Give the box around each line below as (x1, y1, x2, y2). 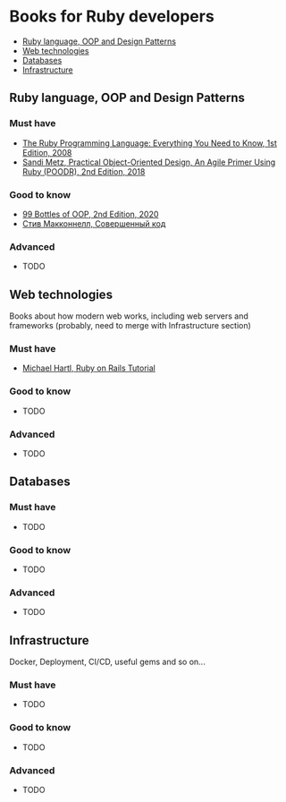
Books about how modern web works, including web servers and (9, 311, 248, 321)
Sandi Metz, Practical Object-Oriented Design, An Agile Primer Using (21, 157, 276, 167)
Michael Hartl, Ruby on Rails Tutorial (21, 363, 156, 373)
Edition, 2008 (21, 147, 72, 158)
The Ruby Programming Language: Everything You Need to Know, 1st (21, 137, 277, 149)
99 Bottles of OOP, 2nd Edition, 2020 (21, 209, 159, 219)
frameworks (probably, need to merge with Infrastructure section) (9, 320, 252, 331)
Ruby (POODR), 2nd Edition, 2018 (21, 166, 146, 176)
